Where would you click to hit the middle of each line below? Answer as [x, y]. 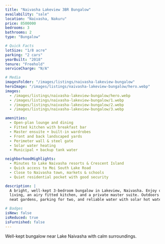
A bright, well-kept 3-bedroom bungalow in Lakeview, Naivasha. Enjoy [83, 191]
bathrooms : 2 [18, 32]
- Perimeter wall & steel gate [41, 141]
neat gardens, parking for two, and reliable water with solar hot [80, 200]
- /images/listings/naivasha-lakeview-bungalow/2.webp [67, 105]
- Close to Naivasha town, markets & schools [57, 172]
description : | [21, 186]
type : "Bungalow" [23, 37]
